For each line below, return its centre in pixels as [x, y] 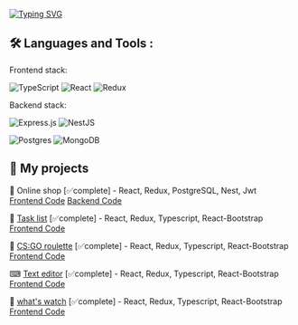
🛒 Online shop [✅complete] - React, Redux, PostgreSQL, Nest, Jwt [133, 190]
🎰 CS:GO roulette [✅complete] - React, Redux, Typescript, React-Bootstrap [149, 245]
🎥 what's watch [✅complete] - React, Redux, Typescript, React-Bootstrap [146, 301]
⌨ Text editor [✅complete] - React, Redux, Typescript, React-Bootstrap [144, 273]
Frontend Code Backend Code [65, 200]
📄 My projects [49, 169]
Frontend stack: [38, 70]
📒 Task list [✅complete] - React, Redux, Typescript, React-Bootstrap [136, 218]
